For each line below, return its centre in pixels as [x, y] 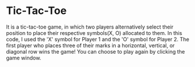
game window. [24, 58]
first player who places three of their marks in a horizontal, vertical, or [90, 45]
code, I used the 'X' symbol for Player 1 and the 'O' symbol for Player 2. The [98, 39]
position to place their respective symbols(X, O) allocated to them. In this [94, 33]
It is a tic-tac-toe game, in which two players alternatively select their [90, 27]
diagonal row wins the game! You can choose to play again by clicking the [95, 51]
